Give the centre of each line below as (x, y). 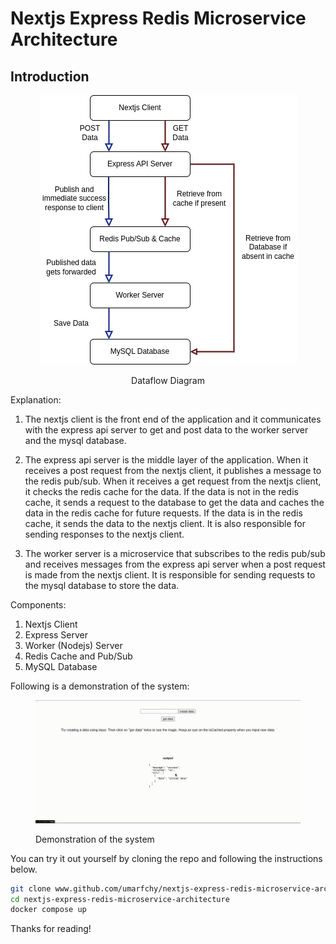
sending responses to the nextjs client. (104, 534)
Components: (38, 605)
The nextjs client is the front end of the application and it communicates (173, 419)
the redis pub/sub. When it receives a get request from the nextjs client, (173, 481)
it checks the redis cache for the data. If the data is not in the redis (161, 491)
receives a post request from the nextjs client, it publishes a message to (173, 470)
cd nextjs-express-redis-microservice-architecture (120, 899)
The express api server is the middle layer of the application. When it (166, 460)
